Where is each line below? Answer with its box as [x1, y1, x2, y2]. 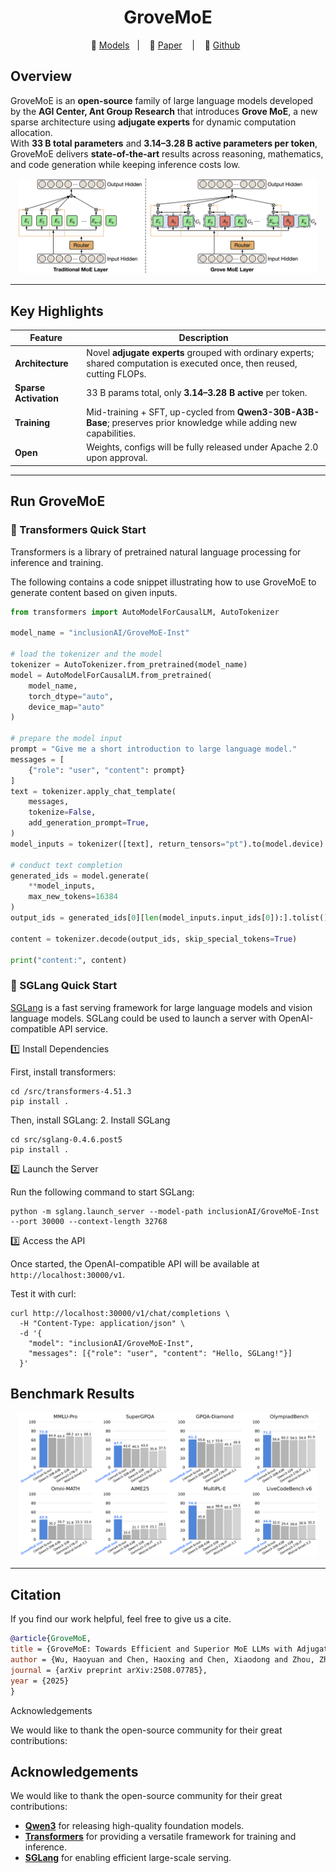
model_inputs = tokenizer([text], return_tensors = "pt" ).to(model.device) [10, 839, 325, 849]
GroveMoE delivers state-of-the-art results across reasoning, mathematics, [10, 147, 324, 160]
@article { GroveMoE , [10, 1634, 92, 1644]
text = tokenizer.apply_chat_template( [10, 786, 177, 796]
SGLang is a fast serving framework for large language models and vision [10, 1001, 313, 1013]
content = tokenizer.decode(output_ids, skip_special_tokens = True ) [10, 934, 298, 944]
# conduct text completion [10, 860, 123, 870]
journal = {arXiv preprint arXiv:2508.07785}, [10, 1665, 208, 1675]
